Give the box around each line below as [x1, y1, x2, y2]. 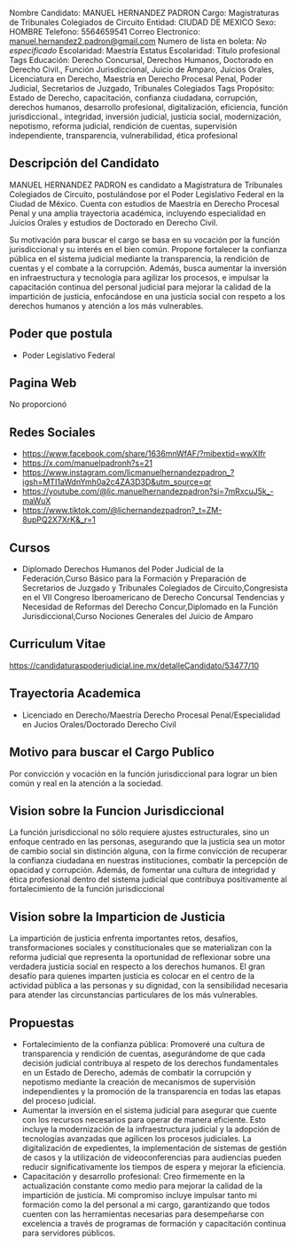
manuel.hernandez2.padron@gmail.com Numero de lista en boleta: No [9, 36, 268, 46]
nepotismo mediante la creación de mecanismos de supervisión [21, 1076, 255, 1087]
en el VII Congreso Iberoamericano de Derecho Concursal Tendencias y [21, 592, 285, 603]
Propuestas [9, 1015, 74, 1030]
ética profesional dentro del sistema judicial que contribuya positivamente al [9, 874, 288, 885]
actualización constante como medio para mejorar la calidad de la [21, 1180, 263, 1191]
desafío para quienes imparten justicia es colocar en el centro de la [9, 971, 255, 981]
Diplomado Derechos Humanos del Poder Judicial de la [21, 564, 224, 575]
